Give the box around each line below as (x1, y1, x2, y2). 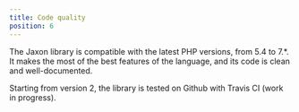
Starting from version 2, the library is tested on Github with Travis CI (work (9, 82, 284, 93)
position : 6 (9, 22, 54, 30)
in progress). (9, 91, 56, 103)
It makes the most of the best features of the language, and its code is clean (9, 56, 291, 66)
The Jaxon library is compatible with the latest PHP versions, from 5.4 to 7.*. (9, 46, 289, 56)
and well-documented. (9, 65, 93, 76)
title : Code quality (9, 13, 87, 22)
